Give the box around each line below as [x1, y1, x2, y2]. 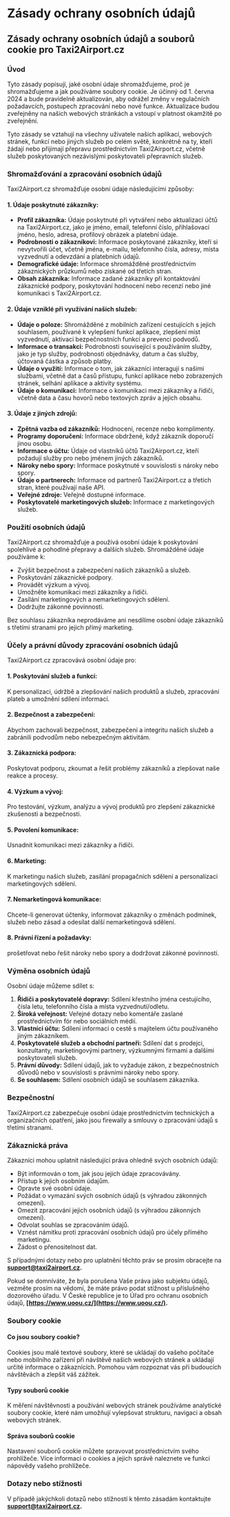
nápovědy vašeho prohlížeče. [7, 1462, 91, 1470]
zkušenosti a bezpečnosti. [7, 810, 82, 818]
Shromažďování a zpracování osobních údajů [7, 169, 162, 179]
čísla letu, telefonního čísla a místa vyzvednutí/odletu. [17, 1002, 170, 1011]
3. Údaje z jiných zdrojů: [7, 409, 78, 418]
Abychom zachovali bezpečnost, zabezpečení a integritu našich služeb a [7, 726, 214, 734]
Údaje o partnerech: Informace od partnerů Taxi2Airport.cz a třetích [17, 476, 211, 484]
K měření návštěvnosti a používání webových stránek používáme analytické [7, 1401, 222, 1409]
